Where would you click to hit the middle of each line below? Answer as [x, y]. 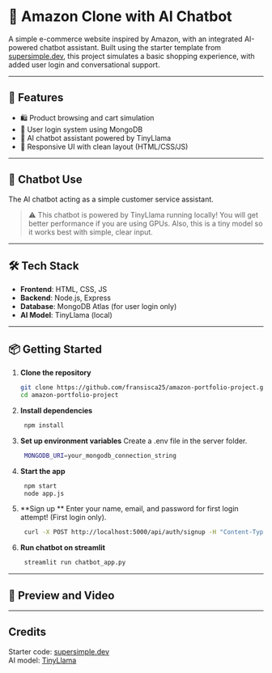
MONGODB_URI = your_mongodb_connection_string [100, 455]
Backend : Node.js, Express [66, 298]
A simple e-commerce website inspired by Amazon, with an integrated [125, 39]
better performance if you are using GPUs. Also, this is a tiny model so [145, 223]
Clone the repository [55, 373]
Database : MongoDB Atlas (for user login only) [98, 307]
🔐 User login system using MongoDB [81, 129]
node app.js [44, 493]
